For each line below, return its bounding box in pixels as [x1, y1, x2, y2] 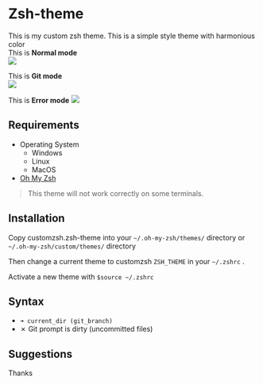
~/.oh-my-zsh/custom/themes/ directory [8, 241, 137, 251]
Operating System [19, 140, 79, 149]
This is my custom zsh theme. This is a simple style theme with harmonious [8, 31, 256, 40]
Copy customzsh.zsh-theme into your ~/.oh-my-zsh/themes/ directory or [8, 232, 246, 242]
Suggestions [8, 347, 73, 361]
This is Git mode [8, 71, 63, 80]
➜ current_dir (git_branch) [19, 317, 113, 325]
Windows [31, 148, 63, 157]
